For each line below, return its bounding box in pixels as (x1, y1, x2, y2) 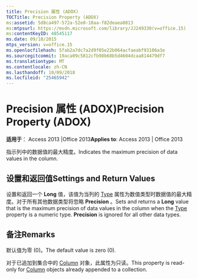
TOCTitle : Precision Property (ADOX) (6, 14, 99, 20)
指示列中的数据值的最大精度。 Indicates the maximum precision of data (6, 148, 178, 156)
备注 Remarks (6, 230, 56, 240)
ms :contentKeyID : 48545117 (6, 31, 73, 37)
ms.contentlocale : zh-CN (6, 64, 67, 70)
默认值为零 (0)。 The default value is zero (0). (6, 246, 116, 253)
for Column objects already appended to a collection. (17, 265, 148, 273)
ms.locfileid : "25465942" (6, 75, 70, 81)
